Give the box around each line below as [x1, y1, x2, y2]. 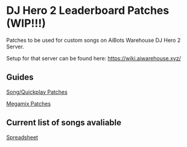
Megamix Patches [6, 100, 51, 107]
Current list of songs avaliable [6, 117, 122, 128]
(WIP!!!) [6, 16, 46, 30]
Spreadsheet [6, 134, 38, 141]
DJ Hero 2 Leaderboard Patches [6, 4, 170, 18]
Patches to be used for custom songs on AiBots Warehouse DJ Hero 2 [6, 36, 181, 44]
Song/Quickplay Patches [6, 88, 68, 96]
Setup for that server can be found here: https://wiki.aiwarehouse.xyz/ [6, 54, 181, 62]
